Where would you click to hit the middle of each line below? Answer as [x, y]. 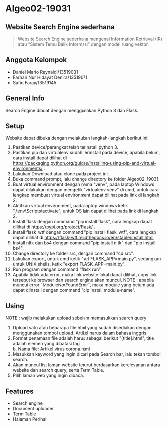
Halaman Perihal [30, 419]
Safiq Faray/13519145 [35, 82]
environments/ [28, 169]
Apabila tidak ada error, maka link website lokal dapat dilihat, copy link [85, 275]
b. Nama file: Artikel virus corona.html [51, 349]
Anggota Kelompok [36, 60]
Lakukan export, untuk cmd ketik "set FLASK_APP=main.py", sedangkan [87, 259]
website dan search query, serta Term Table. [59, 370]
